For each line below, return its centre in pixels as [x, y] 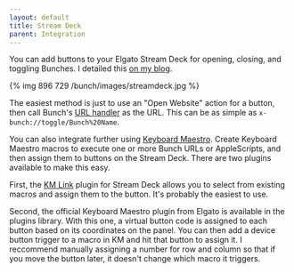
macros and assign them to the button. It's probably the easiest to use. [139, 194]
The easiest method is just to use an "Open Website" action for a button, [142, 103]
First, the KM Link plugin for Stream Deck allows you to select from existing [147, 185]
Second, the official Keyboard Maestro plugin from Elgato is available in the [147, 212]
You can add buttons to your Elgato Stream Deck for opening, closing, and [146, 60]
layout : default [39, 17]
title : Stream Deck [45, 26]
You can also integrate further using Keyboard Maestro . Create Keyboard [143, 140]
